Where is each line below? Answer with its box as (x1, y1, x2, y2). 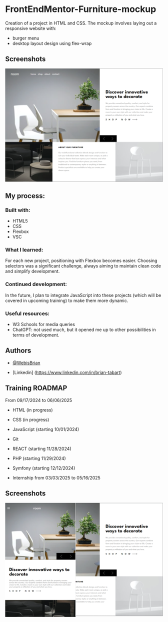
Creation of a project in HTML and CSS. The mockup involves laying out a (5, 20, 157, 26)
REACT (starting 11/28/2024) (12, 445, 71, 451)
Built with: (5, 206, 30, 213)
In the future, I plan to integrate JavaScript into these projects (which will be (5, 292, 161, 298)
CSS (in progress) (12, 416, 49, 422)
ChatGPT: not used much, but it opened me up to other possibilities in (12, 326, 156, 333)
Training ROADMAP (5, 384, 67, 392)
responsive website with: (5, 25, 56, 31)
